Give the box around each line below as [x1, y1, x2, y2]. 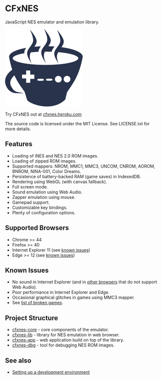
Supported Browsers [5, 224, 69, 232]
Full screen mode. [12, 184, 48, 190]
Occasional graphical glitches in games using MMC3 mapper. [12, 294, 135, 300]
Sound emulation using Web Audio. [12, 189, 82, 195]
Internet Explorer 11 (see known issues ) [12, 247, 91, 253]
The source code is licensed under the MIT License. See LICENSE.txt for [5, 121, 150, 126]
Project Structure [5, 314, 58, 322]
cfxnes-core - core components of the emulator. [12, 327, 109, 333]
